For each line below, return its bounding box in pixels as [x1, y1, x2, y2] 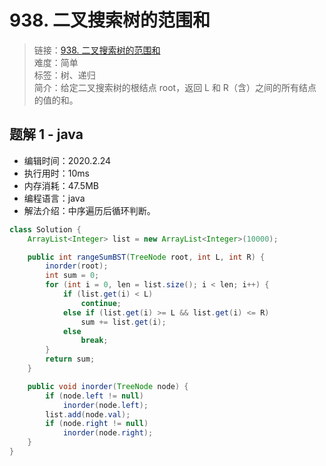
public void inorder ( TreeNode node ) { [27, 381, 189, 391]
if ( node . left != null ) [45, 391, 144, 401]
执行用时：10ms [23, 167, 90, 179]
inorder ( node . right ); [62, 428, 154, 438]
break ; [80, 336, 109, 346]
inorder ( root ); [45, 261, 109, 271]
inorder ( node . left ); [62, 400, 149, 410]
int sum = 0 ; [45, 271, 100, 281]
